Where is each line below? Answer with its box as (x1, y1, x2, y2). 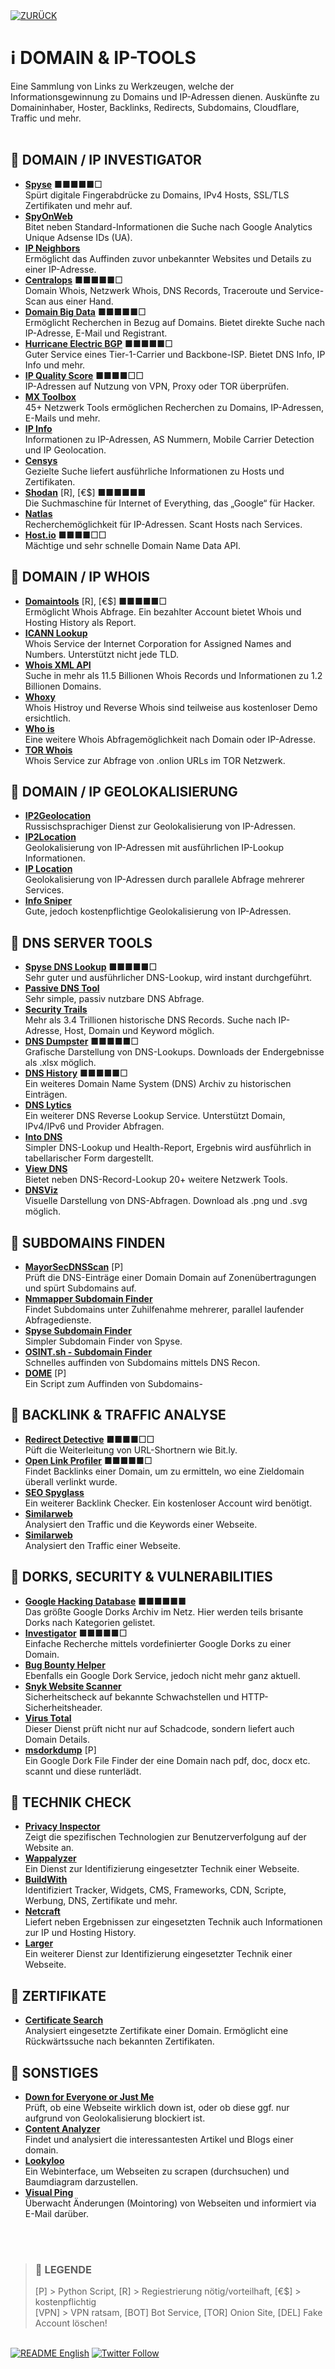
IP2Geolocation (24, 810, 92, 822)
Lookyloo (24, 2155, 65, 2167)
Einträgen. (24, 1089, 68, 1101)
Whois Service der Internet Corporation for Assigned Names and (24, 637, 292, 649)
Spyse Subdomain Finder (24, 1325, 132, 1336)
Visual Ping (24, 2187, 74, 2199)
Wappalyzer (24, 1852, 77, 1864)
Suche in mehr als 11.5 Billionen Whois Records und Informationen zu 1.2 (24, 669, 323, 681)
